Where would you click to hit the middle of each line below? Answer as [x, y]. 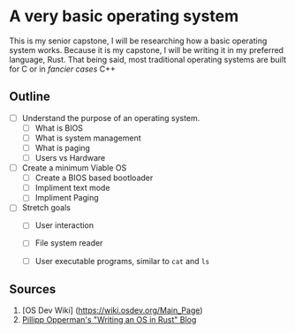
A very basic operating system [124, 16]
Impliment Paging [67, 198]
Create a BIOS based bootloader [94, 178]
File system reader [69, 243]
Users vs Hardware [70, 158]
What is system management [88, 138]
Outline [30, 97]
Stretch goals [46, 208]
